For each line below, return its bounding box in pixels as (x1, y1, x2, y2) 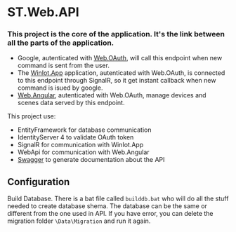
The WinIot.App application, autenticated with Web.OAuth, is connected (17, 69, 225, 77)
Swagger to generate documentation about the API (17, 156, 165, 164)
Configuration (7, 176, 70, 188)
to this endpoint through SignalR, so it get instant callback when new (17, 76, 216, 85)
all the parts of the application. (7, 38, 114, 48)
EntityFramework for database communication (17, 125, 152, 134)
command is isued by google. (17, 83, 103, 92)
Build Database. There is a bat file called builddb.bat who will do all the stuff (7, 194, 229, 203)
